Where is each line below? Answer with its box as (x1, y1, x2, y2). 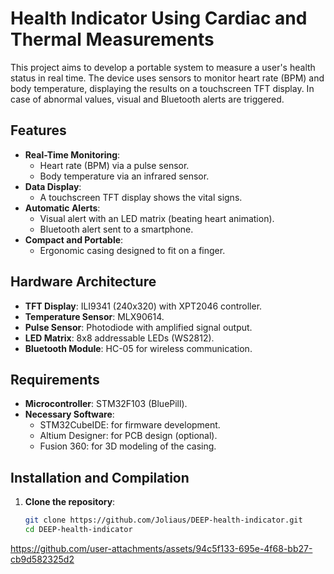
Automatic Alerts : (24, 202, 101, 214)
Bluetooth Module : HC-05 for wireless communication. (24, 342, 253, 354)
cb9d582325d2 (10, 553, 75, 565)
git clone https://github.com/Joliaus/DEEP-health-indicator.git (24, 515, 303, 526)
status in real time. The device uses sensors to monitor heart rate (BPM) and (10, 72, 325, 84)
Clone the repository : (24, 496, 116, 508)
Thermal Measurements (10, 28, 215, 51)
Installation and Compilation (10, 469, 190, 486)
